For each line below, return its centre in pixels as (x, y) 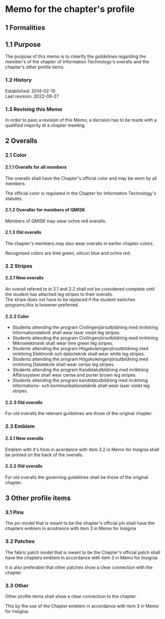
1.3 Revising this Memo (34, 109)
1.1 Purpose (23, 44)
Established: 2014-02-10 (30, 91)
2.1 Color (16, 155)
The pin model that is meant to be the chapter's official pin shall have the (80, 523)
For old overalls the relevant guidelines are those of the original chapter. (79, 413)
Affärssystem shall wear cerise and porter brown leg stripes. (75, 375)
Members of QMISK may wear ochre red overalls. (56, 221)
